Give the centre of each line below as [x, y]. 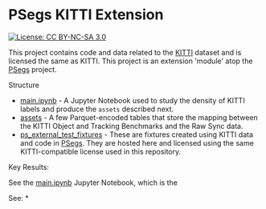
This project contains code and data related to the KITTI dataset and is [125, 52]
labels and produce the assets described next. [97, 109]
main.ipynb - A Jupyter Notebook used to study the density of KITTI [132, 100]
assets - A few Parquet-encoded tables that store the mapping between [139, 117]
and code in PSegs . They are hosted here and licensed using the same [137, 143]
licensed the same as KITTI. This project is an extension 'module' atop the [131, 61]
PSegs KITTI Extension [86, 15]
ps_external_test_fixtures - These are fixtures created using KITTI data [137, 135]
